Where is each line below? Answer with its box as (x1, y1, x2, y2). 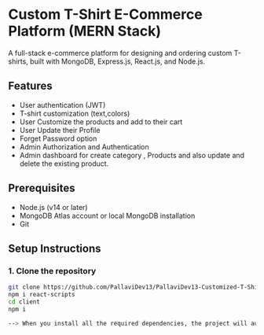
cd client (8, 298, 41, 306)
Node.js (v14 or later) (19, 202, 88, 212)
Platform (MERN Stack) (8, 22, 162, 40)
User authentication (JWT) (19, 100, 106, 109)
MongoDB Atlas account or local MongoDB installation (19, 211, 196, 220)
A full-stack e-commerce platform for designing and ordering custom (8, 48, 233, 57)
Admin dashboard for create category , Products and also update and (19, 150, 245, 160)
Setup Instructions (8, 241, 101, 255)
